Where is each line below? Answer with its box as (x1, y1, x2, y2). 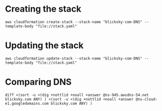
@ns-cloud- (135, 96, 158, 102)
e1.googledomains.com (5, 101, 49, 106)
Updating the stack (5, 40, 84, 51)
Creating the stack (5, 3, 82, 15)
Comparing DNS (5, 76, 72, 88)
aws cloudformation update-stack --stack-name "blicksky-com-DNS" (5, 56, 143, 61)
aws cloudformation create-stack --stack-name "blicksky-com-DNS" (5, 19, 143, 24)
